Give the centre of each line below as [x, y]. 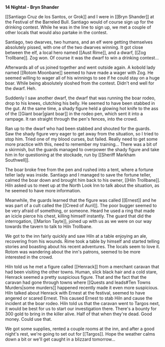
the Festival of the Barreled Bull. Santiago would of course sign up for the [79, 22]
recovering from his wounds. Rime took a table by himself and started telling [82, 241]
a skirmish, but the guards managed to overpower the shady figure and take [82, 150]
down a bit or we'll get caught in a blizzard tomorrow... [60, 339]
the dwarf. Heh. [21, 88]
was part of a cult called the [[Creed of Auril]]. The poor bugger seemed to [81, 205]
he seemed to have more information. [43, 191]
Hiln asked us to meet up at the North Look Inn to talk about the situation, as [82, 185]
